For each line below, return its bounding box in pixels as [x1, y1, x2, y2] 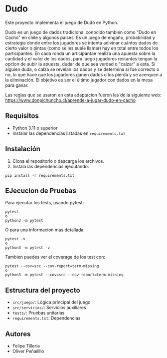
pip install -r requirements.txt [5, 173, 75, 178]
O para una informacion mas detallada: [5, 227, 85, 233]
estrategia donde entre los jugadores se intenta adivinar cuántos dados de [5, 39, 158, 45]
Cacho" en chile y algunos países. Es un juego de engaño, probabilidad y [5, 34, 156, 40]
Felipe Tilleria [12, 343, 40, 349]
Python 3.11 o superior [12, 125, 58, 131]
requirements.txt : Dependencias [12, 315, 81, 321]
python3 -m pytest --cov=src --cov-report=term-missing [5, 273, 124, 278]
